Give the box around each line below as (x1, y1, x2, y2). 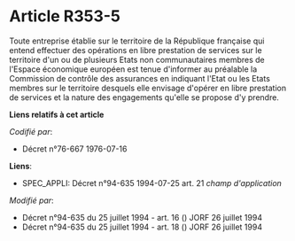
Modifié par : (9, 195, 55, 206)
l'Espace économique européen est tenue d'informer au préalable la (9, 64, 258, 74)
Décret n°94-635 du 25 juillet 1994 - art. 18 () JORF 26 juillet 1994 (21, 222, 263, 232)
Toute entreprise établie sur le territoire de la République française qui (9, 35, 265, 46)
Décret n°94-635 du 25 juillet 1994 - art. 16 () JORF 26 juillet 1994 (21, 212, 263, 222)
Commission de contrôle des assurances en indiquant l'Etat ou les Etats (9, 73, 270, 83)
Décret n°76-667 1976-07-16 (21, 144, 128, 154)
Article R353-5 (9, 6, 121, 27)
